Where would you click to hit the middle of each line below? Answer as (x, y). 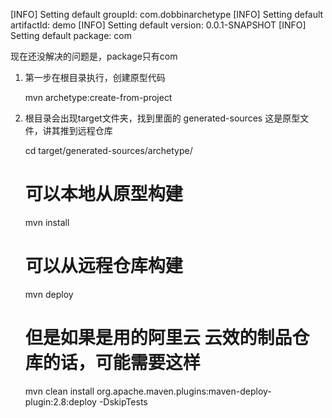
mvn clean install (59, 391)
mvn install (47, 222)
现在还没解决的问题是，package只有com (94, 56)
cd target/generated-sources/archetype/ (108, 150)
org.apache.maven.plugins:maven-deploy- (184, 391)
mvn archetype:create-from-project (98, 97)
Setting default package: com (71, 35)
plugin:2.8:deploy (60, 401)
